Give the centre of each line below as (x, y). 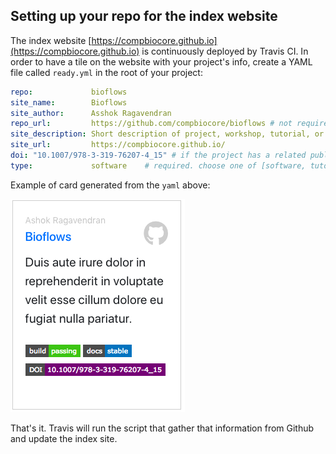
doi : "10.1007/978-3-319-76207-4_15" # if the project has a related (158, 155)
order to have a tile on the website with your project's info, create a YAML (161, 61)
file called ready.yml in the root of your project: (106, 72)
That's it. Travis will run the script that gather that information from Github (162, 428)
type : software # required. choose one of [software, (158, 165)
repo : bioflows (69, 92)
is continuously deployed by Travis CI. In (225, 51)
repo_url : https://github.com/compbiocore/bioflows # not (151, 124)
